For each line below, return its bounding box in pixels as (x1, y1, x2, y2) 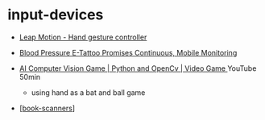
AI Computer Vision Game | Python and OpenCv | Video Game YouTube (19, 63, 257, 73)
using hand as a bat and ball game (31, 87, 146, 97)
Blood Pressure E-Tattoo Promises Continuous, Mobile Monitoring (19, 48, 238, 57)
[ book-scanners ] (19, 103, 76, 113)
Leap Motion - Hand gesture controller (19, 32, 147, 42)
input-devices (7, 6, 104, 24)
